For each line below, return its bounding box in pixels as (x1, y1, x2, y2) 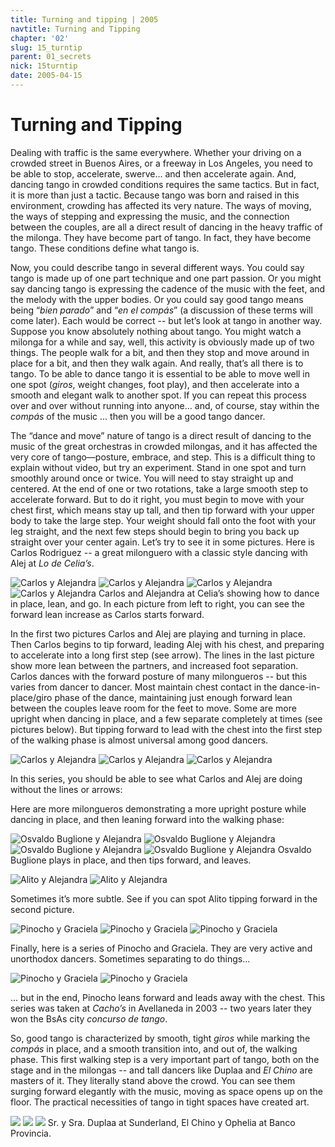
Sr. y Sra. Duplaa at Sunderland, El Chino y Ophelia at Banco (47, 1116, 296, 1128)
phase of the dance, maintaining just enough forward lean (54, 691, 293, 703)
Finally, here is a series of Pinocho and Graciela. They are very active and (10, 942, 313, 954)
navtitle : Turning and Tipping (10, 24, 141, 34)
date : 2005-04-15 (10, 71, 83, 81)
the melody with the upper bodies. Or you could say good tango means (10, 293, 304, 305)
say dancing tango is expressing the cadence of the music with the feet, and (10, 282, 326, 295)
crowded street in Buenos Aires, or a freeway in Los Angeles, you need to (10, 157, 313, 169)
